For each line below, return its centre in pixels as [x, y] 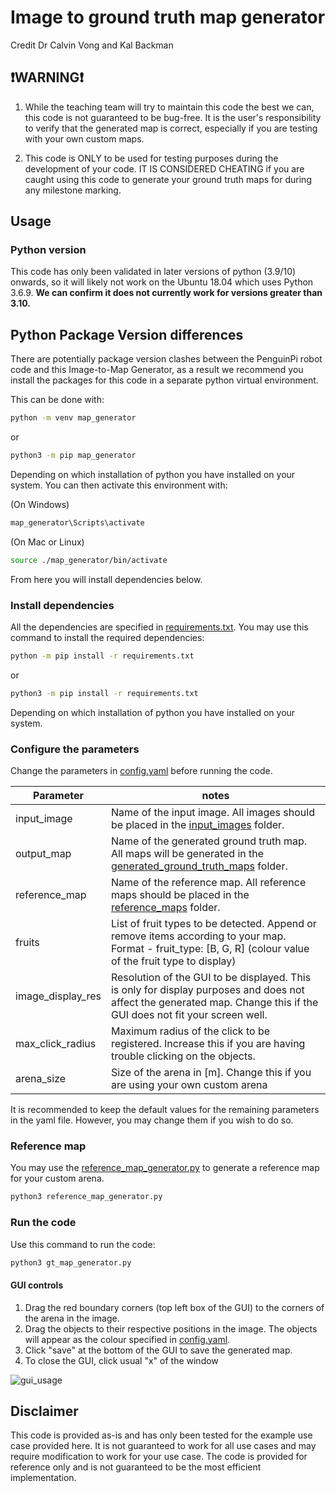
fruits [27, 943]
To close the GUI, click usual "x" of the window [121, 1360]
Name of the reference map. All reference [208, 883]
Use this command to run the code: [83, 1244]
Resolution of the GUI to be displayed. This [211, 978]
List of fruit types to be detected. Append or [213, 924]
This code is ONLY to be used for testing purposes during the [151, 158]
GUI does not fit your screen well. [189, 1015]
